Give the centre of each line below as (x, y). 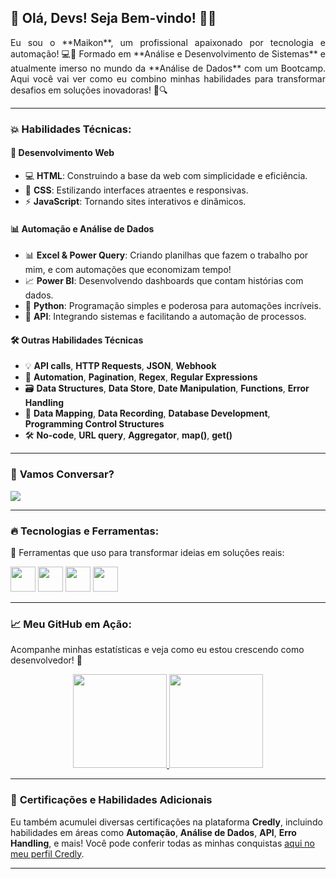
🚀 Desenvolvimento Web (62, 153)
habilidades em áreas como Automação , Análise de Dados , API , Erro (153, 832)
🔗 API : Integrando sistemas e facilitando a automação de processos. (165, 317)
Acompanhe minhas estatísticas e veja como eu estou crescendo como (157, 650)
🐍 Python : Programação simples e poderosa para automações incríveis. (173, 306)
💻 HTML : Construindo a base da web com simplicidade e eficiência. (166, 175)
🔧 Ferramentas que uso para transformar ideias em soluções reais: (147, 552)
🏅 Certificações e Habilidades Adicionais (111, 800)
